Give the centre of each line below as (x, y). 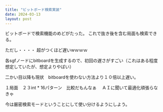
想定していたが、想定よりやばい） (40, 67)
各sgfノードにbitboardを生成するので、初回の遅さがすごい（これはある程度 (81, 61)
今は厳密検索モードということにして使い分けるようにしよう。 (67, 105)
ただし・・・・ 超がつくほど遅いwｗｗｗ (46, 50)
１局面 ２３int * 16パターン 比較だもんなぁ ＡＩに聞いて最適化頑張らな (82, 88)
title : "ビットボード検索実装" (33, 10)
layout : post (18, 19)
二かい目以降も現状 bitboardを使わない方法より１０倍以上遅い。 (72, 77)
